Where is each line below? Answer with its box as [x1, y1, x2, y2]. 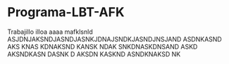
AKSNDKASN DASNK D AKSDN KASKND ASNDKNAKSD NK [7, 50, 181, 58]
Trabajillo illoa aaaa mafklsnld [7, 27, 93, 36]
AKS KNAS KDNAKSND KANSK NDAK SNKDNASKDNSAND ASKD [7, 42, 198, 51]
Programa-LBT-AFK [7, 4, 125, 20]
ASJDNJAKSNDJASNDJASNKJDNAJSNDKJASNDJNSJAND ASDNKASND [7, 34, 222, 43]
